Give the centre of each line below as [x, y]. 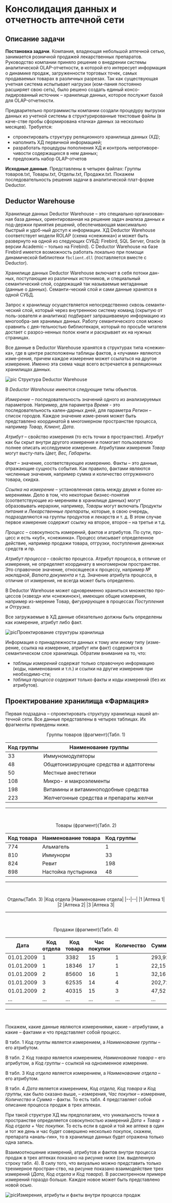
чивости [22, 153]
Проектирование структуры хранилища [60, 632]
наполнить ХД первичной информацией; [57, 142]
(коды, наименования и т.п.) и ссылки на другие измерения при [83, 668]
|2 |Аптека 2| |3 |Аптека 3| [86, 904]
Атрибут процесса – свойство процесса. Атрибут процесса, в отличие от [86, 559]
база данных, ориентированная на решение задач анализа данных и [89, 219]
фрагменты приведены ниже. [38, 724]
